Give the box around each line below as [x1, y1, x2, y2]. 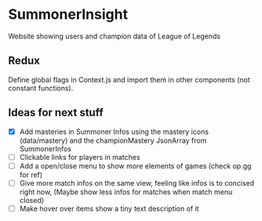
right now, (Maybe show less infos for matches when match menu [19, 187, 233, 197]
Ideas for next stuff [8, 106, 104, 119]
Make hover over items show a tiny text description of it [19, 204, 199, 213]
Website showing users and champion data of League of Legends [8, 31, 221, 41]
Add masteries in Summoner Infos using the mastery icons [19, 127, 209, 136]
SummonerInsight [8, 5, 128, 24]
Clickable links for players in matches [19, 152, 140, 161]
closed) [19, 195, 45, 205]
